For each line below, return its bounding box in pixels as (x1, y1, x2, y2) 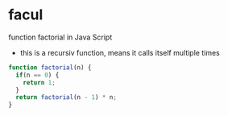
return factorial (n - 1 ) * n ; (15, 93, 117, 101)
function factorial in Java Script (8, 32, 113, 42)
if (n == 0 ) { (15, 71, 60, 79)
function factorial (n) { (8, 63, 92, 72)
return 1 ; (23, 78, 56, 86)
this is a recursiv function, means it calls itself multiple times (19, 48, 220, 57)
